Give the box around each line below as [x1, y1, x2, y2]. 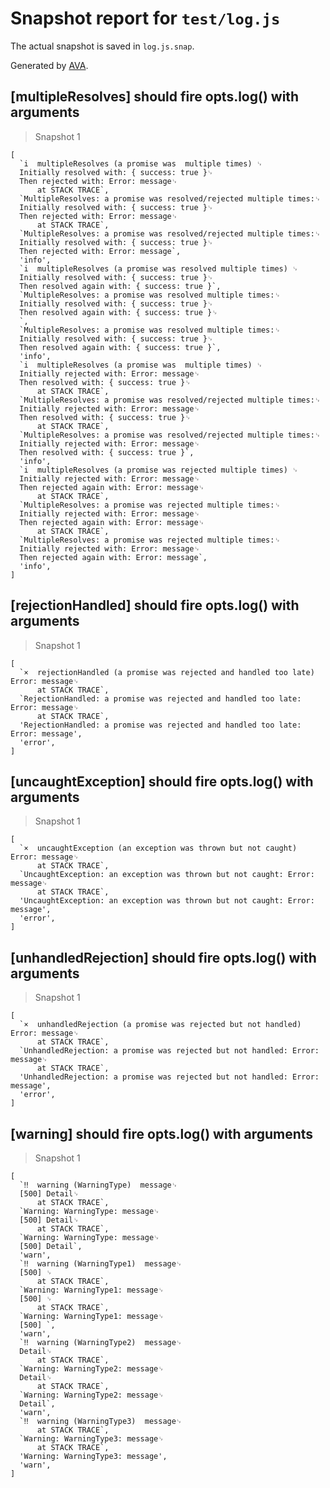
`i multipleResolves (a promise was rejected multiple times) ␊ [19, 465, 299, 475]
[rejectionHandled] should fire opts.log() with [10, 597, 300, 614]
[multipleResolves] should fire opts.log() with [10, 88, 300, 106]
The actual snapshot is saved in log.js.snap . [10, 40, 195, 52]
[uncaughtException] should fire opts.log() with [10, 773, 314, 790]
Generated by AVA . [10, 59, 89, 71]
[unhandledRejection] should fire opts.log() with [10, 949, 317, 966]
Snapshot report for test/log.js [10, 7, 281, 30]
